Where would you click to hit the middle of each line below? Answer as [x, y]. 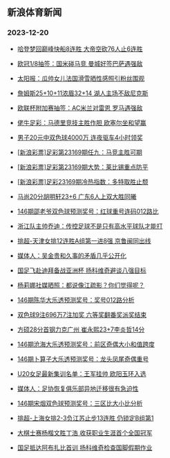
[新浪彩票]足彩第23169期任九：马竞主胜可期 [80, 152]
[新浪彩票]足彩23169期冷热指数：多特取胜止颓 [83, 181]
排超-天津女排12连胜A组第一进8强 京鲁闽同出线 [84, 240]
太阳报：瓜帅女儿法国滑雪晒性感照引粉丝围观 [81, 78]
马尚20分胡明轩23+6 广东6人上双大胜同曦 [77, 196]
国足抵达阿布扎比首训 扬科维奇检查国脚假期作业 [85, 448]
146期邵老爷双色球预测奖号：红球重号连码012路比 [88, 211]
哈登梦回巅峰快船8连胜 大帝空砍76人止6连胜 [80, 49]
